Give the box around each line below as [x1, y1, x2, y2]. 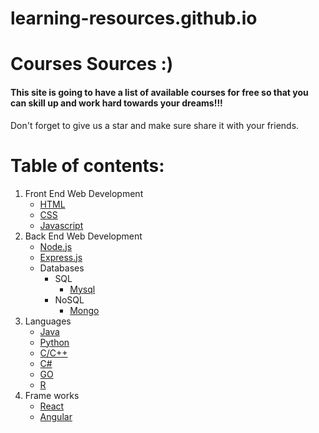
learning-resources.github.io [10, 7, 258, 30]
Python [39, 336, 70, 348]
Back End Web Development [24, 230, 143, 242]
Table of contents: [10, 154, 165, 177]
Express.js [39, 251, 83, 263]
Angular [39, 410, 73, 422]
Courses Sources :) [10, 53, 174, 76]
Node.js [39, 240, 73, 252]
